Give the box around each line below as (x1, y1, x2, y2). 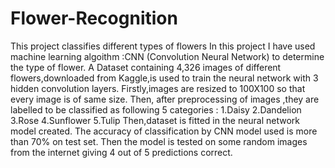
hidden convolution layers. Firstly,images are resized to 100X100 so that (10, 82, 306, 94)
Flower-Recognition (10, 7, 178, 30)
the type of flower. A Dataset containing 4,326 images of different (10, 61, 282, 73)
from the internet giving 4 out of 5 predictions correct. (10, 146, 233, 158)
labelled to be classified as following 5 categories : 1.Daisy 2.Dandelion (10, 103, 302, 116)
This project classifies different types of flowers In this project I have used (10, 40, 316, 52)
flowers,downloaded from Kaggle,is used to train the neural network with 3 (10, 72, 319, 84)
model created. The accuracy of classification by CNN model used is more (10, 125, 318, 137)
